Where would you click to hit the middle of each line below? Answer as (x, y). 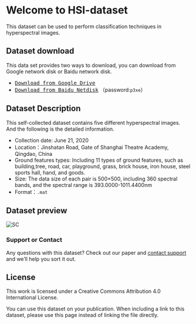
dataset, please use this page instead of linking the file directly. (82, 315)
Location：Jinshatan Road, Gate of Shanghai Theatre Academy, (92, 147)
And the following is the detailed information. (60, 129)
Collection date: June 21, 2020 (52, 140)
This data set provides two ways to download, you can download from (91, 65)
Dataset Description (43, 109)
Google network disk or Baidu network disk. (59, 71)
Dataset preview (37, 211)
